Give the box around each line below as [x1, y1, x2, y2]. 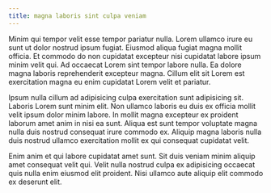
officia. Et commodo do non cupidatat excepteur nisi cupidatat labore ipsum [8, 51, 261, 61]
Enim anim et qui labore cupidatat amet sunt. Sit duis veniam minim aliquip [8, 151, 256, 161]
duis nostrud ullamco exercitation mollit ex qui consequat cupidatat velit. [8, 135, 249, 145]
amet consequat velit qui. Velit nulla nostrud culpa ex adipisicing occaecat [8, 159, 256, 170]
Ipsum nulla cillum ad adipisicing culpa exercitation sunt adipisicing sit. [8, 92, 244, 102]
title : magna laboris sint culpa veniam [8, 11, 147, 20]
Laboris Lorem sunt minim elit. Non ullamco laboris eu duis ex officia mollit [8, 101, 256, 111]
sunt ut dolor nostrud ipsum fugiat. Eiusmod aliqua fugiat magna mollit [8, 42, 243, 52]
